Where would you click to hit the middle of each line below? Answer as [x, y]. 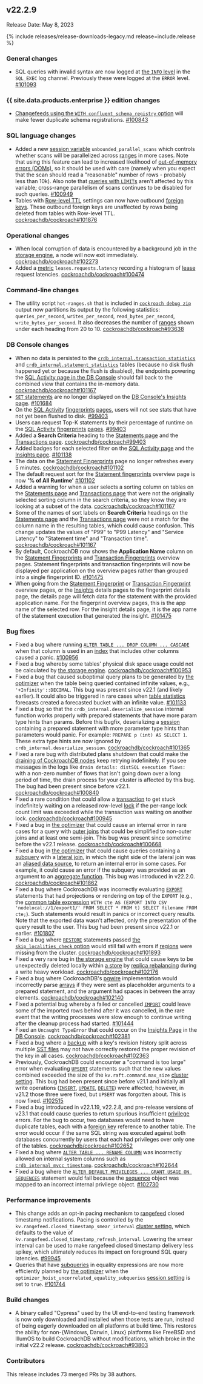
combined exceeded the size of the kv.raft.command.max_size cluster [102, 1075]
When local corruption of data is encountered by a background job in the [106, 249]
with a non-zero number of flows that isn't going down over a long [98, 773]
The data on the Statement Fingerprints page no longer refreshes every [104, 461]
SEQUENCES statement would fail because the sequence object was [97, 1178]
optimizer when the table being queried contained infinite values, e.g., [102, 683]
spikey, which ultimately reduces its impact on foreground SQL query [101, 1252]
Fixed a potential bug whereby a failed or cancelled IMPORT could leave [103, 1004]
